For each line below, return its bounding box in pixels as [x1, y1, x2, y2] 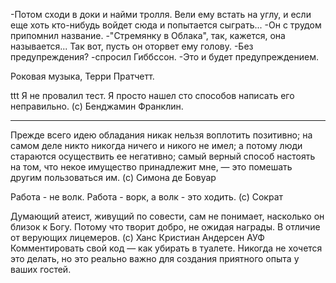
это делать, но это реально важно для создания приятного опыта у [10, 253, 300, 264]
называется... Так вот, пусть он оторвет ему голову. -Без [10, 40, 254, 52]
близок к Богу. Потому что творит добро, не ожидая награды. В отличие [10, 221, 321, 233]
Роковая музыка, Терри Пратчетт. [10, 70, 155, 82]
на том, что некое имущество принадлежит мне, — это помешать [10, 161, 293, 173]
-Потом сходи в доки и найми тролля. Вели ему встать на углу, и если [10, 9, 312, 20]
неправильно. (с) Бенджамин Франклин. [10, 100, 184, 112]
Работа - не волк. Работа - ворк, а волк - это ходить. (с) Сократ [10, 191, 284, 203]
